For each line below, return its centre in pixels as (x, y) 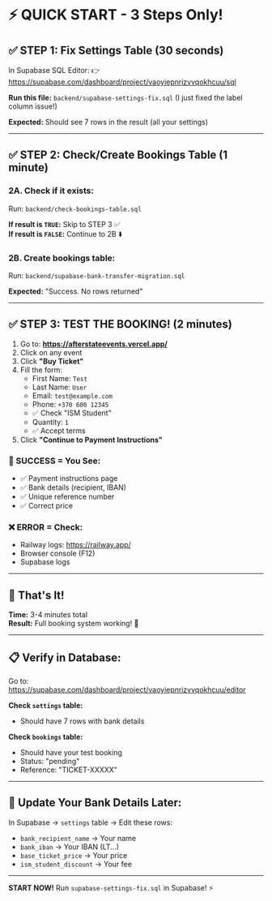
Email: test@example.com (72, 395)
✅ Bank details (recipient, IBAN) (73, 487)
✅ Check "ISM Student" (72, 413)
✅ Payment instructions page (69, 478)
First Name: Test (59, 378)
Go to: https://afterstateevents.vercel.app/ (94, 344)
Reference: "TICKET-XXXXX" (68, 770)
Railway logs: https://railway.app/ (75, 545)
